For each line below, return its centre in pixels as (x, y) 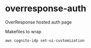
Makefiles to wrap (23, 31)
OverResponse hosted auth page (39, 22)
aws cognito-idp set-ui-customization (45, 40)
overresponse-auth (46, 9)
